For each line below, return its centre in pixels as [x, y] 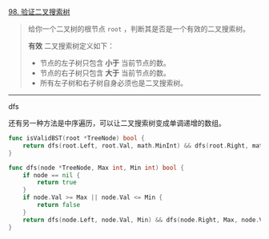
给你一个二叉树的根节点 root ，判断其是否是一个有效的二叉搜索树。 [139, 29]
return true [57, 183]
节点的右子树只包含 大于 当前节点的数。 [105, 73]
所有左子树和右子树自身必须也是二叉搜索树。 [114, 83]
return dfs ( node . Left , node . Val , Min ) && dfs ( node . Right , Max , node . [141, 220]
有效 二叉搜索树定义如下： [71, 46]
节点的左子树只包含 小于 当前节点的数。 [105, 63]
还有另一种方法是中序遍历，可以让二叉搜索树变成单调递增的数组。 [117, 123]
